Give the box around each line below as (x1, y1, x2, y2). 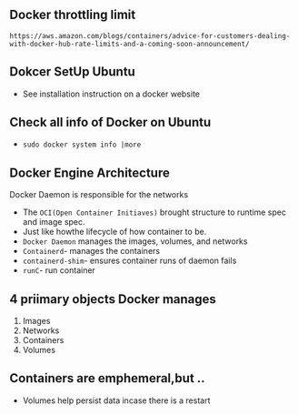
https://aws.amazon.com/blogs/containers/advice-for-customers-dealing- (9, 31, 291, 40)
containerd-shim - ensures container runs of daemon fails (22, 255, 237, 267)
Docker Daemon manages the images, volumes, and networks (22, 236, 248, 247)
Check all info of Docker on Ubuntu (9, 115, 212, 130)
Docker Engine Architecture (9, 165, 170, 180)
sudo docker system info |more (22, 140, 142, 149)
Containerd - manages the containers (22, 246, 161, 257)
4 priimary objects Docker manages (9, 291, 216, 307)
